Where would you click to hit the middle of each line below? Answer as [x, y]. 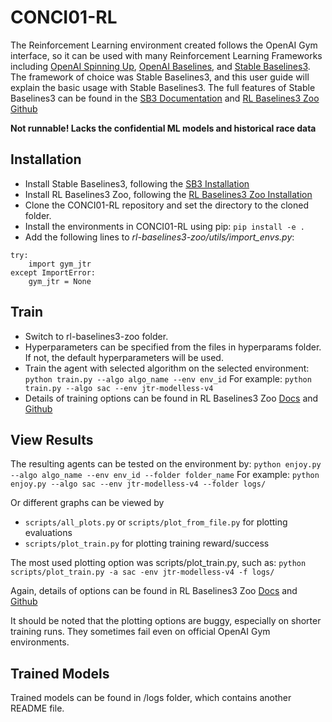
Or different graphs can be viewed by [87, 503]
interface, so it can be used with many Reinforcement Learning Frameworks [166, 55]
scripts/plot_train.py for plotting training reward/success [147, 543]
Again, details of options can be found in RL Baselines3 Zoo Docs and [154, 591]
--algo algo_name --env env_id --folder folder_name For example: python [165, 475]
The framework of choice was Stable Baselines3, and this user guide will [160, 77]
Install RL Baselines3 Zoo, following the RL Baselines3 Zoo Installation [168, 194]
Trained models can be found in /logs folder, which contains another [151, 698]
